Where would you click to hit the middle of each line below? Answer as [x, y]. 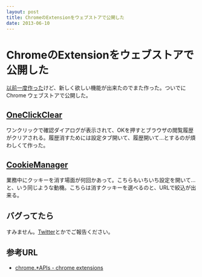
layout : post [23, 12]
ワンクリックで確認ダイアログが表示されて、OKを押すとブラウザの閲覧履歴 [100, 130]
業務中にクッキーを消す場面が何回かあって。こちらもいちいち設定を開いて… [101, 180]
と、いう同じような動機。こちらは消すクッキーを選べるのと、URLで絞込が [99, 187]
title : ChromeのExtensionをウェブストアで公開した [66, 18]
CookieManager [37, 165]
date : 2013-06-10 [28, 23]
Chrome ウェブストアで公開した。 [49, 96]
